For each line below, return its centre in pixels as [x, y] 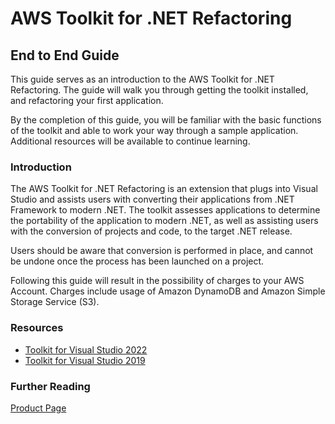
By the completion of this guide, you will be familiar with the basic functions [166, 120]
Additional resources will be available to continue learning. [130, 141]
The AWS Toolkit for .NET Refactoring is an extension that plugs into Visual [164, 189]
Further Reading [50, 386]
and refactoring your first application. [87, 100]
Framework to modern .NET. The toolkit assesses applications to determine [165, 210]
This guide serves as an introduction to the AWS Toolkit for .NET [142, 79]
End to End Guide [65, 55]
